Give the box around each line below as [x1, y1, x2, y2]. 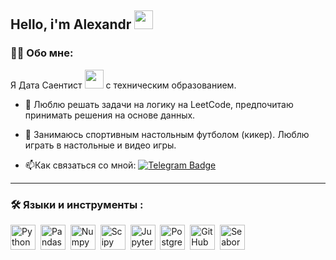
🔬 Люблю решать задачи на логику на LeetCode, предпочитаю [24, 98, 294, 110]
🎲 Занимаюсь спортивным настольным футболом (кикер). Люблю [24, 128, 310, 140]
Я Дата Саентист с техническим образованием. [10, 79, 237, 91]
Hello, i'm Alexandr [10, 16, 132, 33]
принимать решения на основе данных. [24, 109, 196, 121]
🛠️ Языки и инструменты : [10, 197, 144, 211]
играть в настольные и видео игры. [24, 139, 177, 151]
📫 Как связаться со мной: [24, 159, 137, 171]
